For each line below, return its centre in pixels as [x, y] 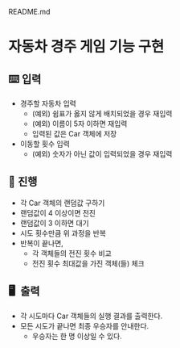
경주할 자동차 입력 [48, 103]
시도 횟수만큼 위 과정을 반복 [63, 233]
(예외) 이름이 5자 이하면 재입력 [80, 124]
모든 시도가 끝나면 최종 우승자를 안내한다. [84, 325]
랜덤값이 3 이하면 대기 [55, 223]
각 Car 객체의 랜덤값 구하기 [62, 203]
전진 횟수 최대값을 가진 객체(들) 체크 [88, 263]
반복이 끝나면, [42, 243]
